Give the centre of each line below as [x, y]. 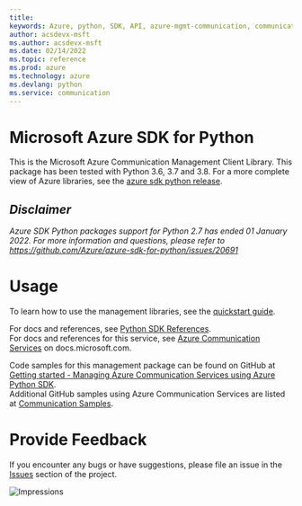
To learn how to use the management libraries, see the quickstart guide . [142, 312]
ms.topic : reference [48, 59]
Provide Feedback [78, 440]
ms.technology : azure [50, 76]
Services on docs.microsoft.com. [71, 348]
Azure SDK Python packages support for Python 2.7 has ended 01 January [148, 231]
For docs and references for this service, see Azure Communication [135, 339]
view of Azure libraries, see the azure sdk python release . [116, 182]
